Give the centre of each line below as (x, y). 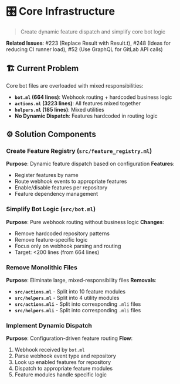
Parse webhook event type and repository (65, 356)
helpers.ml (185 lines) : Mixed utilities (59, 109)
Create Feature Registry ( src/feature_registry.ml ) (79, 151)
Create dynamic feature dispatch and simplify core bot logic (93, 31)
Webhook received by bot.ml (50, 350)
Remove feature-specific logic (51, 239)
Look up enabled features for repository (63, 362)
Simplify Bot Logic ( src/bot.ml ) (51, 209)
